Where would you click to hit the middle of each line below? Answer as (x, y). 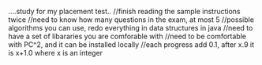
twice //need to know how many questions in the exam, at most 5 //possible (131, 20)
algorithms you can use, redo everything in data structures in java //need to (131, 28)
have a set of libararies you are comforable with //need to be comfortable (127, 36)
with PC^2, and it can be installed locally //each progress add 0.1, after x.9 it (131, 45)
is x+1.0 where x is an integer (56, 53)
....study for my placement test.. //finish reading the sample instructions (124, 11)
